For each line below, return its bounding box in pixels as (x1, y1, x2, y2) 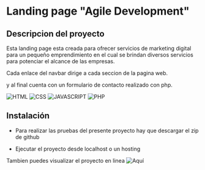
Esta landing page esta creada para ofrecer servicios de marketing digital (6, 44, 192, 52)
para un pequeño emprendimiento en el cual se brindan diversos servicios (6, 51, 194, 58)
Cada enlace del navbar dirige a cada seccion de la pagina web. (6, 69, 168, 77)
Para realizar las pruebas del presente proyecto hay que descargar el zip (15, 127, 199, 134)
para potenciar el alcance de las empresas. (6, 58, 115, 65)
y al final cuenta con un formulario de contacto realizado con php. (6, 81, 173, 88)
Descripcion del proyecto (6, 29, 105, 39)
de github (15, 133, 40, 141)
